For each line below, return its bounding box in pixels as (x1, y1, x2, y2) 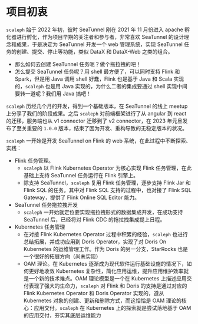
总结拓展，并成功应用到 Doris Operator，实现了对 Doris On (23, 238, 167, 245)
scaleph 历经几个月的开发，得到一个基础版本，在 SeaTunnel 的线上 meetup (6, 103, 188, 110)
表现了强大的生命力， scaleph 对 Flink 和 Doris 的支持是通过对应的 (28, 282, 187, 289)
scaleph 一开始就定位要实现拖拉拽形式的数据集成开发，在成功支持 (23, 209, 183, 216)
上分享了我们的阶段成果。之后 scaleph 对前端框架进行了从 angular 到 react (6, 110, 187, 117)
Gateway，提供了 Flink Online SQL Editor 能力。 (23, 194, 140, 201)
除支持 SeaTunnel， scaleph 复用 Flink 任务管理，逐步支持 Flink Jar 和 (23, 179, 191, 186)
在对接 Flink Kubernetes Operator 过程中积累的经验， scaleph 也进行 (23, 230, 188, 237)
